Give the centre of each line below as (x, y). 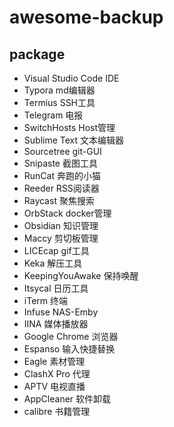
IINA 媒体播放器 (56, 324)
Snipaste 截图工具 (60, 163)
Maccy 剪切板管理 (61, 238)
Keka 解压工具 (53, 263)
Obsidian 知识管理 (61, 225)
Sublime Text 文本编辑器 (73, 140)
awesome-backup (86, 17)
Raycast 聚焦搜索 (59, 200)
